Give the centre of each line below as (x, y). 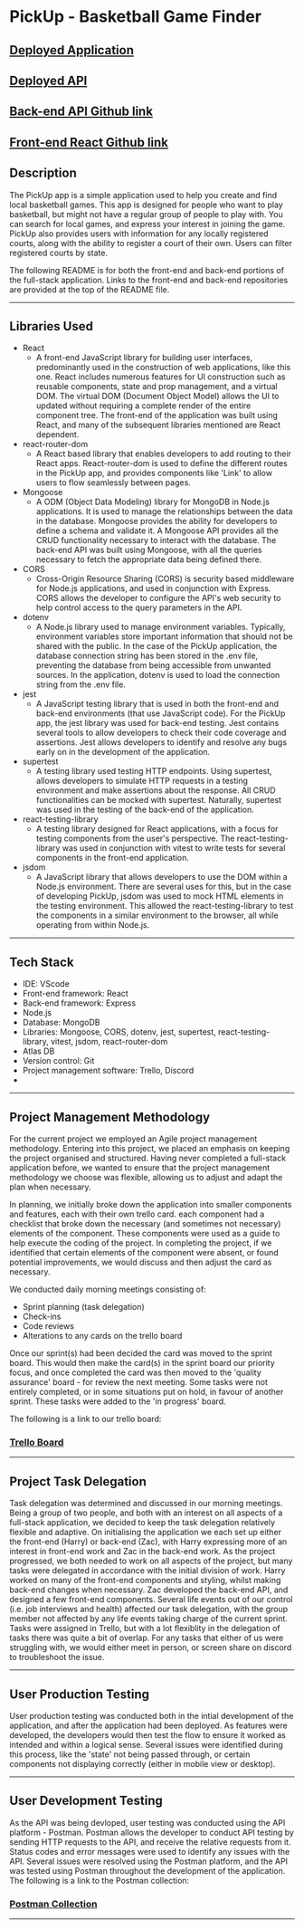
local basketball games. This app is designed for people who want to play (146, 205)
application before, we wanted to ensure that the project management (140, 1168)
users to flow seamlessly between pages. (114, 482)
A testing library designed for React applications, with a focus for (157, 829)
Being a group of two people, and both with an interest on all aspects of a (146, 1513)
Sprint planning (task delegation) (83, 1307)
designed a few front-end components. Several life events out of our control (151, 1600)
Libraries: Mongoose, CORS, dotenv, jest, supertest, (119, 1032)
